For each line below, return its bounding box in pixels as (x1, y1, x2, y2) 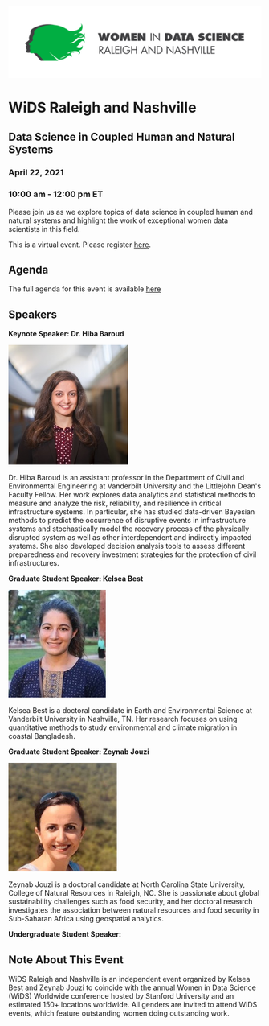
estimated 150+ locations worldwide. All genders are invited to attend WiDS (8, 999, 258, 1009)
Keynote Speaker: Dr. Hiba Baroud (8, 329, 124, 339)
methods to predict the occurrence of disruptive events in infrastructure (8, 516, 247, 525)
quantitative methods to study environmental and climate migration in (8, 723, 238, 732)
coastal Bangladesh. (8, 731, 76, 741)
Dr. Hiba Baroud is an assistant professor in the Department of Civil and (8, 473, 245, 483)
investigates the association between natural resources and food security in (8, 905, 259, 915)
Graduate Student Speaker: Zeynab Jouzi (8, 747, 150, 756)
